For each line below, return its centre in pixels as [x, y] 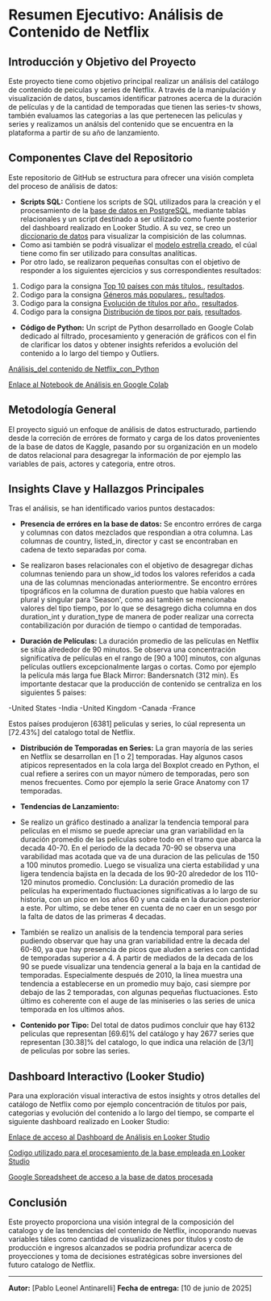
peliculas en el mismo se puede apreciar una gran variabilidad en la [132, 831]
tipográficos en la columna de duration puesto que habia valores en [132, 591]
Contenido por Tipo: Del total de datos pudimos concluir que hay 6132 [138, 1025]
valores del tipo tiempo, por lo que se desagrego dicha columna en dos [138, 608]
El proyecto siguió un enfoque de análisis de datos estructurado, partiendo [132, 429]
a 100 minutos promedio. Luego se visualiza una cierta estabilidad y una [140, 865]
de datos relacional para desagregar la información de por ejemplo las [125, 455]
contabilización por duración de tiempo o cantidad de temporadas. [131, 625]
